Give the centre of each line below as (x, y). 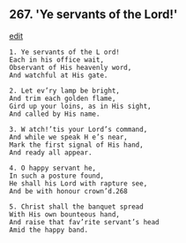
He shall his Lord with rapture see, (78, 183)
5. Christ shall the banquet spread (76, 207)
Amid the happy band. (49, 230)
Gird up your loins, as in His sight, (80, 106)
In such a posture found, (56, 176)
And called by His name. (55, 114)
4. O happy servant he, (53, 168)
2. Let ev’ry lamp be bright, (65, 91)
